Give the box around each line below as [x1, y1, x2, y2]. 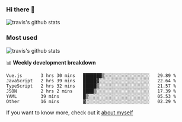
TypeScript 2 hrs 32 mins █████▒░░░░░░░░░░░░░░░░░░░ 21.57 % [6, 83, 177, 89]
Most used [6, 34, 37, 42]
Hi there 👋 [6, 5, 36, 14]
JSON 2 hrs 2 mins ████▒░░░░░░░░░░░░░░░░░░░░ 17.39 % [6, 88, 177, 94]
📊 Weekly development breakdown [6, 59, 96, 66]
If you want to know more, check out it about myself [6, 109, 133, 116]
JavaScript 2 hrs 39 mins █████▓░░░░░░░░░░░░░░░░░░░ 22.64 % [6, 78, 177, 84]
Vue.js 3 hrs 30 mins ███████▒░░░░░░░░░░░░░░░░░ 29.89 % [6, 72, 177, 79]
